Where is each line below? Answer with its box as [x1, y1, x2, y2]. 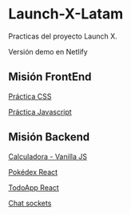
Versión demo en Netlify [8, 47, 88, 56]
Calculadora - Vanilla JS [8, 152, 88, 161]
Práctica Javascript [8, 107, 72, 116]
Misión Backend [8, 130, 90, 144]
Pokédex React [8, 167, 58, 176]
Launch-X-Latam [8, 5, 124, 23]
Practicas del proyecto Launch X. [8, 31, 117, 41]
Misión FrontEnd [8, 70, 92, 84]
